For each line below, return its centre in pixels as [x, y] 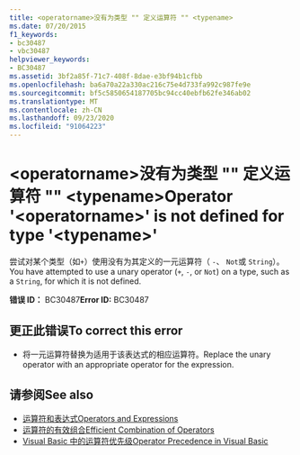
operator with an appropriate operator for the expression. [128, 364]
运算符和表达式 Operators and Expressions [100, 418]
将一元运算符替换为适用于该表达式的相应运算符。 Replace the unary [146, 354]
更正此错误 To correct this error [96, 331]
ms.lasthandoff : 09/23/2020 [62, 118]
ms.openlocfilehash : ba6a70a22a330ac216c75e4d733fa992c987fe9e [130, 85]
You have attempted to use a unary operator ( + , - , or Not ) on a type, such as [150, 271]
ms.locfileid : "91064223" [57, 127]
